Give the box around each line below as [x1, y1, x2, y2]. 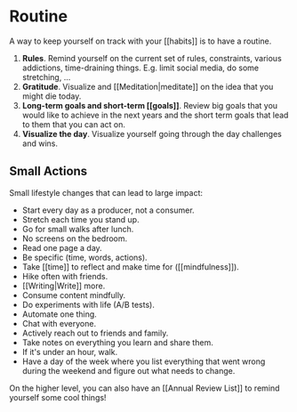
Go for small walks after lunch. [21, 223, 134, 234]
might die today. [21, 91, 82, 101]
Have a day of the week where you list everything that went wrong [21, 356, 266, 367]
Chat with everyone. [21, 318, 96, 328]
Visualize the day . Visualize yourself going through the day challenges [21, 128, 282, 139]
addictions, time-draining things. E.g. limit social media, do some [21, 62, 260, 73]
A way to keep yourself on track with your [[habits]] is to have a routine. [9, 36, 272, 46]
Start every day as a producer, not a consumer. [21, 205, 195, 215]
